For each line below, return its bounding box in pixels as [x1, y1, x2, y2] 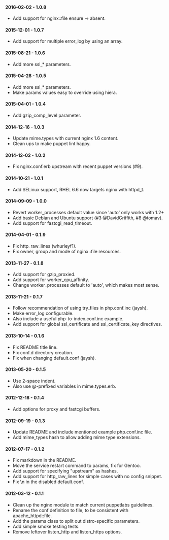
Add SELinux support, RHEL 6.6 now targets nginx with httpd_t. [12, 186, 145, 192]
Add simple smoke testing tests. [12, 523, 80, 529]
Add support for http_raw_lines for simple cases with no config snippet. [12, 474, 162, 480]
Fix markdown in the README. [12, 457, 77, 463]
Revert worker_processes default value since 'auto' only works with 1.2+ [12, 209, 164, 215]
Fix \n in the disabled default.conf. [12, 479, 84, 485]
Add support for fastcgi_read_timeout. [12, 220, 92, 226]
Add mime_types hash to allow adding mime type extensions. [12, 434, 141, 441]
